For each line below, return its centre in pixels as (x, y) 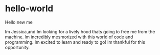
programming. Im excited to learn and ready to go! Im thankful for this (75, 42)
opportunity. (18, 47)
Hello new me (19, 22)
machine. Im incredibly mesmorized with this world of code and (69, 37)
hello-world (29, 9)
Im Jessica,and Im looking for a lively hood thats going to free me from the (80, 31)
